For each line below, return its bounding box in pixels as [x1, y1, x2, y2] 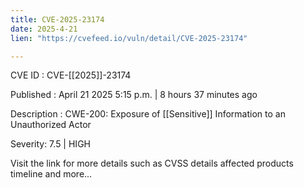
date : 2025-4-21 [10, 24, 78, 34]
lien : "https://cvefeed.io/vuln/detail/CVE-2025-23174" [10, 33, 248, 43]
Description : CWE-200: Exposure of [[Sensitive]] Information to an [10, 108, 286, 120]
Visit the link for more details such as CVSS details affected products [10, 157, 294, 170]
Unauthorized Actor [10, 119, 92, 131]
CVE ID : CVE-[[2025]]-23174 [10, 69, 132, 81]
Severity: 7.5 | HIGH [10, 138, 91, 150]
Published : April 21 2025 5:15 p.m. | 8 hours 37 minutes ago [10, 89, 258, 101]
